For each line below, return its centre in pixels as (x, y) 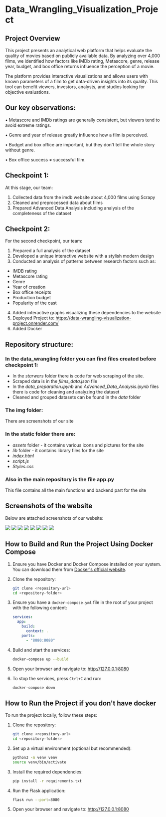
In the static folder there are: (40, 434)
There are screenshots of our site (39, 421)
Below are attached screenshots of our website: (54, 518)
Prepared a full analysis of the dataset (51, 251)
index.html (23, 456)
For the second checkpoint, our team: (44, 241)
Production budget (32, 298)
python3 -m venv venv (35, 757)
